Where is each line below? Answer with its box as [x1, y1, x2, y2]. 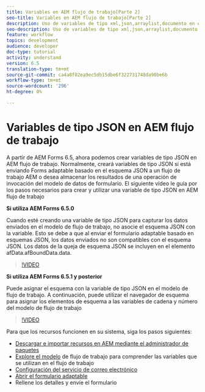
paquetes [15, 346, 40, 353]
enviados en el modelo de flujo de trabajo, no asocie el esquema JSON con [6, 223, 196, 230]
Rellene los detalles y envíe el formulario [15, 379, 117, 386]
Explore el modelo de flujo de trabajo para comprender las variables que [15, 353, 197, 360]
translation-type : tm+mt [6, 66, 70, 72]
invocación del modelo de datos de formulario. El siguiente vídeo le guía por [6, 179, 198, 187]
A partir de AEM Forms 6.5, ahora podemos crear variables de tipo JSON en [6, 154, 197, 161]
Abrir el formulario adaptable [15, 372, 88, 380]
